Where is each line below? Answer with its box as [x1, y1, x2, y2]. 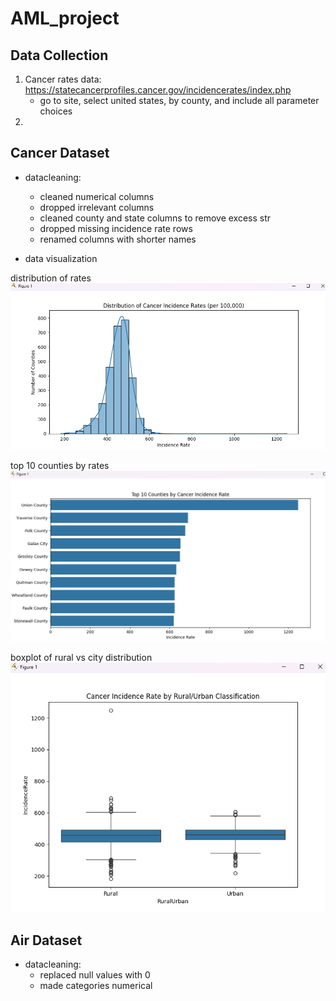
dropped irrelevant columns [39, 201, 155, 213]
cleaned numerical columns [39, 190, 155, 202]
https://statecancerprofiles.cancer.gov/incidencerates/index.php [24, 84, 292, 96]
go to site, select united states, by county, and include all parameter [39, 95, 320, 106]
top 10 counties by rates [10, 459, 110, 471]
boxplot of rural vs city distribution [10, 652, 153, 664]
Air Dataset [10, 932, 83, 949]
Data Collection [10, 47, 109, 64]
